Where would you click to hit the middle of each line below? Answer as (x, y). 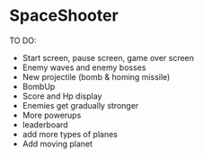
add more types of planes (70, 134)
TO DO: (23, 40)
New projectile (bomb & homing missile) (96, 76)
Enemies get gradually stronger (80, 105)
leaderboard (45, 124)
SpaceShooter (64, 16)
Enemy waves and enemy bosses (84, 67)
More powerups (52, 115)
